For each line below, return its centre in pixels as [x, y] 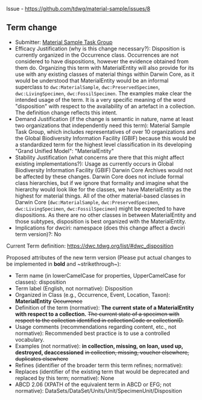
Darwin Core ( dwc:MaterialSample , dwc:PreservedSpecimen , [87, 202]
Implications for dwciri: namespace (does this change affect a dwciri [100, 228]
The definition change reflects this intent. [66, 112]
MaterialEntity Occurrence [49, 301]
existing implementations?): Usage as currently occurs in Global [94, 164]
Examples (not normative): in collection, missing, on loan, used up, [99, 346]
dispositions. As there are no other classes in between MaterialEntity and [106, 215]
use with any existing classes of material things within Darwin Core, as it [105, 74]
